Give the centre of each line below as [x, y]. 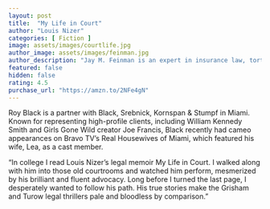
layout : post [30, 16]
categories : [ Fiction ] [50, 38]
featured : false [35, 68]
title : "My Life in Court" [55, 23]
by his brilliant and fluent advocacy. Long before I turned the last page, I [127, 179]
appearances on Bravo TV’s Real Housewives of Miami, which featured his [131, 139]
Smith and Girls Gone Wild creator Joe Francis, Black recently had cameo [130, 130]
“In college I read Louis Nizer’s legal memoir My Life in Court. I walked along [135, 163]
